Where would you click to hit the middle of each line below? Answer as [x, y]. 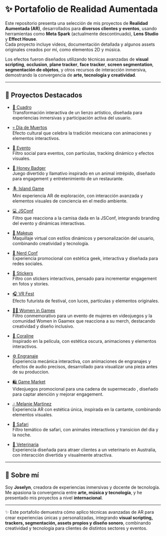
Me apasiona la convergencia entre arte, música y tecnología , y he [74, 492]
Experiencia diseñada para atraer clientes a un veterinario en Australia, [84, 450]
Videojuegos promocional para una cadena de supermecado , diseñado [85, 389]
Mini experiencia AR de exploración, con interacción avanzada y [78, 196]
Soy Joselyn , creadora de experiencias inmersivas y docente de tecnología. [83, 487]
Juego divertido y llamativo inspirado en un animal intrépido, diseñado [84, 173]
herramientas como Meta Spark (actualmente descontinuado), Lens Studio [82, 34]
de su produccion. [31, 372]
